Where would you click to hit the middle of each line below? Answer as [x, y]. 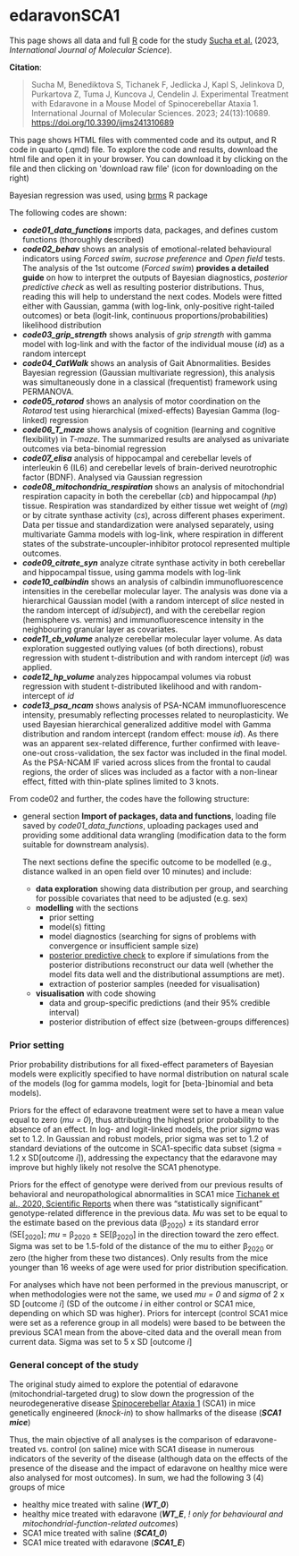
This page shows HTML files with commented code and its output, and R [143, 140]
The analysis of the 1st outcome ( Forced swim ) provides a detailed [145, 268]
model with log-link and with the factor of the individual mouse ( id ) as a [153, 344]
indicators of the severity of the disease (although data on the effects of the [149, 1458]
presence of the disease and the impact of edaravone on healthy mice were [149, 1467]
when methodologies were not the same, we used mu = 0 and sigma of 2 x [147, 1294]
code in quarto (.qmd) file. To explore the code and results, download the [144, 149]
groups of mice [37, 1487]
